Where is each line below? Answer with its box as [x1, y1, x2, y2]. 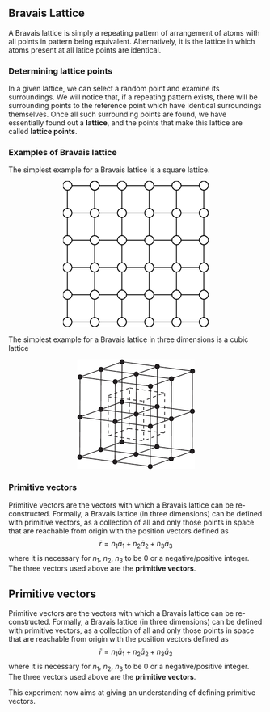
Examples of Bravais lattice [8, 147, 117, 158]
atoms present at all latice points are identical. [8, 44, 162, 55]
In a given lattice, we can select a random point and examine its [8, 84, 220, 94]
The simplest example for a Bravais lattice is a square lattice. [8, 165, 210, 175]
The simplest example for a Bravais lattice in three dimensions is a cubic [8, 335, 249, 344]
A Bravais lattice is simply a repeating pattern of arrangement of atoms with [8, 27, 260, 37]
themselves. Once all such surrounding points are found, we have [8, 109, 227, 120]
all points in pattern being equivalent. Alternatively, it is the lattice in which [8, 36, 255, 46]
